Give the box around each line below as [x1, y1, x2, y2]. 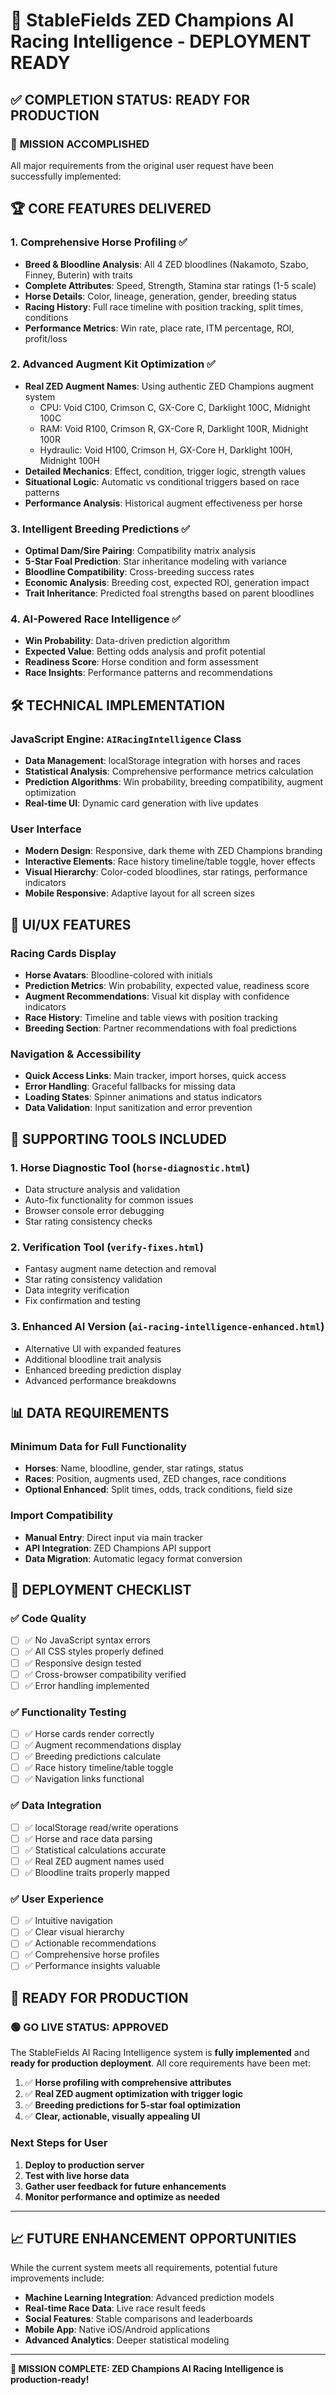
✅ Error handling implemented [24, 1679, 150, 1691]
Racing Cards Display [10, 946, 117, 960]
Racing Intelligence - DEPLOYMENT [10, 30, 312, 53]
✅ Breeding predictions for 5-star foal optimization [24, 2099, 241, 2111]
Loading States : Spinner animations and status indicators [24, 1091, 263, 1103]
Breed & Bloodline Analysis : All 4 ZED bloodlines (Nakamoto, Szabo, [24, 258, 309, 270]
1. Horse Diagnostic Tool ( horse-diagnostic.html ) [10, 1160, 251, 1174]
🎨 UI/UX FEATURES [10, 916, 132, 933]
